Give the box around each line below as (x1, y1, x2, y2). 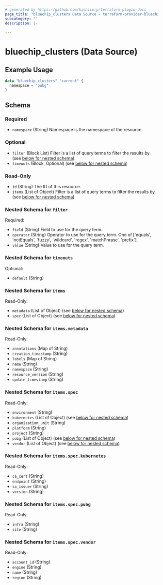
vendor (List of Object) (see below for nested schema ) (12, 440, 120, 446)
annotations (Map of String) (12, 346, 68, 351)
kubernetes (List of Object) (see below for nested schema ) (12, 414, 129, 420)
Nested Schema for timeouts (5, 254, 73, 261)
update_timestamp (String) (12, 376, 64, 383)
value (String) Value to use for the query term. (12, 242, 104, 248)
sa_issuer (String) (12, 483, 49, 489)
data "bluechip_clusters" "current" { (5, 78, 83, 83)
